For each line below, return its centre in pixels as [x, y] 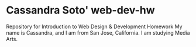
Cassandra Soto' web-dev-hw [80, 10]
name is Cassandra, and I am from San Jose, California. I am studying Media [98, 32]
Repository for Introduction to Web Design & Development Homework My [94, 26]
